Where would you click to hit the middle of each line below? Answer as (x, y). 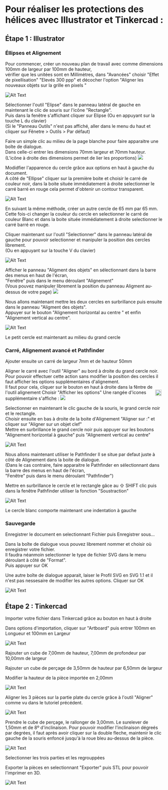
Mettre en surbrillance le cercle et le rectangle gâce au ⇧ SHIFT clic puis (81, 486)
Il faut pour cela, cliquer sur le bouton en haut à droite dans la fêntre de (79, 387)
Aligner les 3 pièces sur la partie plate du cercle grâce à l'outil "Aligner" (79, 697)
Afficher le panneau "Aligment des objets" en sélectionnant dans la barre (81, 270)
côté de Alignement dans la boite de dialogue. (53, 460)
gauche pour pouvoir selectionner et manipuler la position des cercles (78, 240)
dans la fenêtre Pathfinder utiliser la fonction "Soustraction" (67, 491)
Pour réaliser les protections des (75, 9)
